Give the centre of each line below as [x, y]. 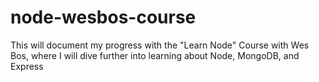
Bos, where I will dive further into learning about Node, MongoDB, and [155, 55]
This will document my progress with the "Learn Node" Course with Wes [160, 45]
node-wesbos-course [103, 17]
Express [27, 66]
